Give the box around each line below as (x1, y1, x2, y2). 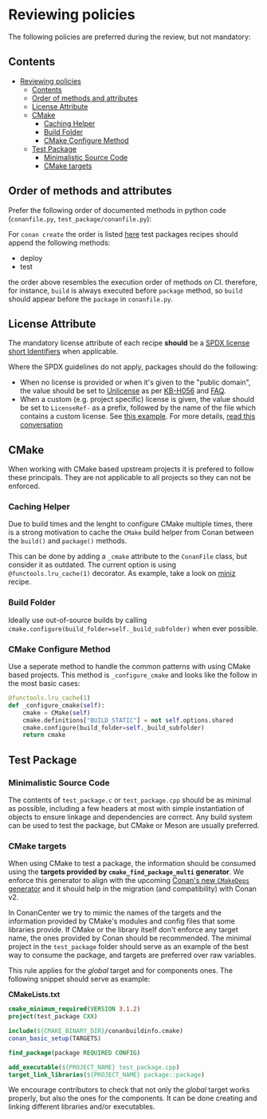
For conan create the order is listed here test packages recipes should (8, 229, 238, 238)
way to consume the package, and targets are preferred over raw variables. (8, 951, 257, 960)
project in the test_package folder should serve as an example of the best (8, 942, 249, 952)
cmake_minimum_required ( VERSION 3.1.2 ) (8, 1005, 141, 1014)
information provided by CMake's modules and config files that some (8, 916, 235, 926)
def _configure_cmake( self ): (8, 701, 105, 709)
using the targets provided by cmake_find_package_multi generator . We (8, 867, 245, 877)
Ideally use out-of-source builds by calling (8, 615, 147, 625)
